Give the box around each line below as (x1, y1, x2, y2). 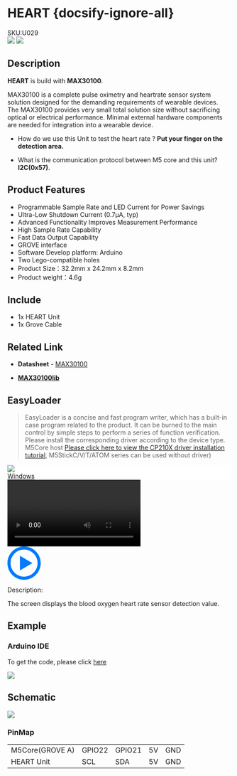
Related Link (7, 341, 63, 353)
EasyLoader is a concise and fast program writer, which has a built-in (24, 413, 228, 421)
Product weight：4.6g (17, 272, 82, 282)
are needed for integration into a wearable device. (7, 120, 154, 129)
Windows (7, 472, 35, 480)
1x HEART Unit (17, 313, 60, 321)
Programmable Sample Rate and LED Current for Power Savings (17, 203, 204, 211)
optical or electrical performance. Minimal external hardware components (7, 112, 223, 122)
